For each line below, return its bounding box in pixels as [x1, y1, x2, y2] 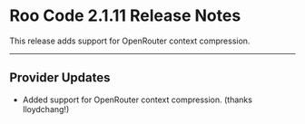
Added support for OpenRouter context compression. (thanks [22, 94, 252, 105]
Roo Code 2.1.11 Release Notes [9, 5, 241, 26]
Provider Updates [9, 70, 111, 86]
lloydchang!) [22, 103, 70, 114]
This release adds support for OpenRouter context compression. [9, 35, 251, 46]
